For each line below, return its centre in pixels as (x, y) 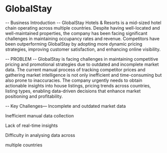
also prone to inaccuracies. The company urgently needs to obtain (74, 80)
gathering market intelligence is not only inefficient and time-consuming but (83, 75)
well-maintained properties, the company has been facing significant (76, 33)
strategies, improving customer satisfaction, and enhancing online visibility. (83, 49)
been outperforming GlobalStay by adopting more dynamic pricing (74, 44)
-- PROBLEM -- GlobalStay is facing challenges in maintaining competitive (82, 59)
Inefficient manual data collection (40, 115)
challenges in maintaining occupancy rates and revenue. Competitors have (82, 39)
